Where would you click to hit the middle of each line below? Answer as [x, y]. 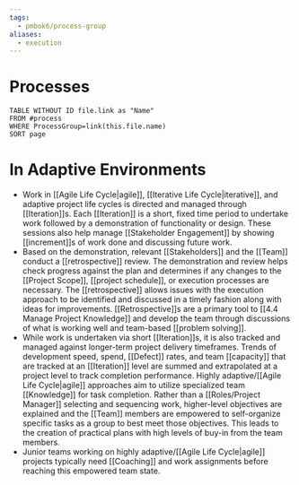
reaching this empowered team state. [91, 471]
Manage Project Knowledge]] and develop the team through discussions [156, 318]
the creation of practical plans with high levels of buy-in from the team [152, 433]
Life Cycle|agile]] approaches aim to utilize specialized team [133, 385]
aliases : [26, 34]
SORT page [28, 134]
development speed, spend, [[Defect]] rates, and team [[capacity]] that [154, 357]
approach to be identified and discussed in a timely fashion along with [152, 299]
